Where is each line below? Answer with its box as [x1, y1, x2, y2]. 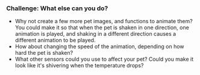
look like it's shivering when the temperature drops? [14, 62, 144, 69]
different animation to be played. [14, 37, 96, 44]
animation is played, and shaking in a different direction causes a [14, 30, 177, 37]
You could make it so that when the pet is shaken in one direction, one [14, 24, 190, 31]
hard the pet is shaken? [14, 49, 73, 57]
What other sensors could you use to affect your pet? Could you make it [14, 55, 194, 63]
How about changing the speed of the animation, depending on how [14, 43, 185, 50]
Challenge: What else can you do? [6, 4, 108, 12]
